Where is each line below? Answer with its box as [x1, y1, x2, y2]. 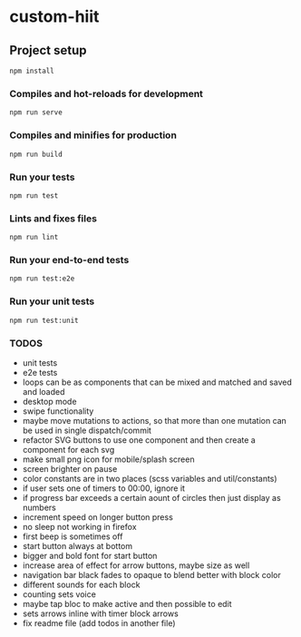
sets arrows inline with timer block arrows [22, 608, 179, 619]
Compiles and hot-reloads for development [9, 87, 204, 100]
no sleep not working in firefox [22, 522, 138, 533]
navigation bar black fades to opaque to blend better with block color [22, 570, 281, 581]
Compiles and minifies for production [9, 129, 177, 142]
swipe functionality [22, 406, 94, 416]
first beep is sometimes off [22, 531, 123, 542]
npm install [9, 66, 54, 75]
